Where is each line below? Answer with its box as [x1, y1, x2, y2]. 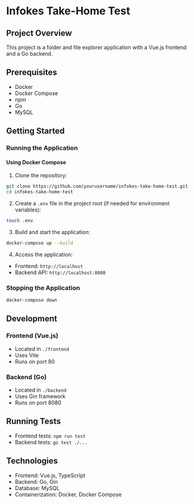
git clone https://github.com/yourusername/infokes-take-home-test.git [6, 183, 188, 189]
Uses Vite [14, 351, 39, 359]
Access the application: [14, 251, 73, 258]
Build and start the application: [14, 228, 91, 235]
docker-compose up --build [6, 240, 73, 246]
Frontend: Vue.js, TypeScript [14, 472, 85, 479]
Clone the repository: [14, 172, 67, 179]
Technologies [6, 456, 58, 466]
